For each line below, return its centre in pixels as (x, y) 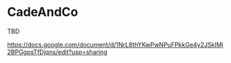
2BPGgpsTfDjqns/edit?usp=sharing (58, 52)
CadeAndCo (43, 12)
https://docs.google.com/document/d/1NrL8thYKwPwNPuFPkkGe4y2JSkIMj (115, 44)
